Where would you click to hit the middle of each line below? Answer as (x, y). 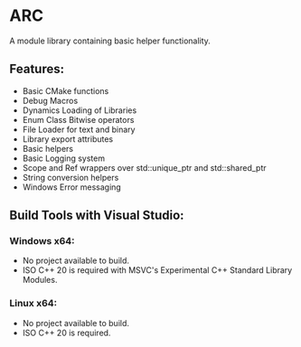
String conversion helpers (71, 177)
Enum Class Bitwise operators (78, 119)
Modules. (40, 280)
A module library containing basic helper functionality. (110, 41)
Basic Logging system (64, 158)
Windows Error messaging (72, 187)
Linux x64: (33, 304)
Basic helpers (48, 148)
